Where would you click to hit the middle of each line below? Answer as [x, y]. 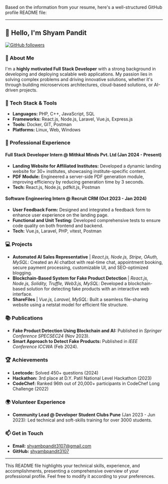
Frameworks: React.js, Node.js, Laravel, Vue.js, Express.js [73, 119]
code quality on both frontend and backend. [58, 225]
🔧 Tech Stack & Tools [31, 103]
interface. [22, 294]
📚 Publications [24, 318]
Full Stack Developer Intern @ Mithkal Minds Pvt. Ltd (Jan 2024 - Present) [83, 154]
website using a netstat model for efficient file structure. [70, 305]
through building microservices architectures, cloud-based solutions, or [79, 85]
